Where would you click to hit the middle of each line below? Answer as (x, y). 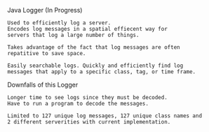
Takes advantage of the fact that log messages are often (94, 47)
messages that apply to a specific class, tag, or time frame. (102, 72)
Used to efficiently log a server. (59, 23)
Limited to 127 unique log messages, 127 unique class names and (104, 116)
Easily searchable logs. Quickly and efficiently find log (95, 66)
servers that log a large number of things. (73, 35)
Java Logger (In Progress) (45, 10)
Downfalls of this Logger (43, 85)
